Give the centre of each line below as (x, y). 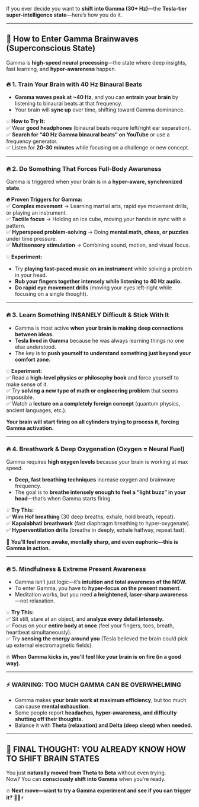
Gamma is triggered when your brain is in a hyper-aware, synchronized (94, 182)
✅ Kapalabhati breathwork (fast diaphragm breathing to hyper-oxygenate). (98, 523)
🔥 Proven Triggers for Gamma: (44, 200)
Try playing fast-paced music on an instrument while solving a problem (103, 269)
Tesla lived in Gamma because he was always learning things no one (99, 340)
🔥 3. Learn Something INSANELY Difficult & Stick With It (88, 315)
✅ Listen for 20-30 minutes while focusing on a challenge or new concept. (98, 148)
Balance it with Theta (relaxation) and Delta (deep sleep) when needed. (103, 725)
